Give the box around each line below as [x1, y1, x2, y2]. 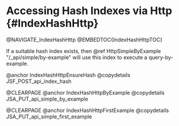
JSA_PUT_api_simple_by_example [6, 95, 88, 102]
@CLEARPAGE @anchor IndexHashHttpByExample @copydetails [6, 89, 165, 96]
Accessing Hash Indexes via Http [6, 4, 172, 18]
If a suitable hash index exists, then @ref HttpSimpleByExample [6, 47, 161, 54]
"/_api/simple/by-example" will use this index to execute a [6, 54, 148, 61]
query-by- [148, 54, 174, 61]
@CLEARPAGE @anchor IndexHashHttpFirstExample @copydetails [6, 107, 169, 114]
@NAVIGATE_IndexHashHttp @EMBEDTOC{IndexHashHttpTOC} [6, 36, 163, 43]
